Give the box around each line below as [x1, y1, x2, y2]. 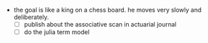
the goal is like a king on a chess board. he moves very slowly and [13, 6, 202, 14]
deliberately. [13, 13, 50, 21]
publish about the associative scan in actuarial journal [23, 20, 177, 28]
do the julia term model [23, 28, 90, 36]
